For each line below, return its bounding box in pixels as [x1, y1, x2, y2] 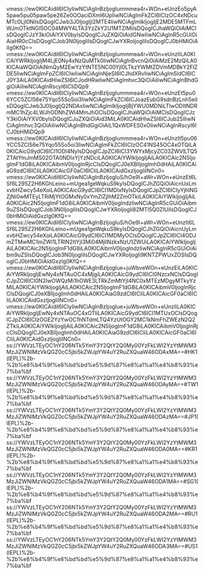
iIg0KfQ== [6, 44, 33, 51]
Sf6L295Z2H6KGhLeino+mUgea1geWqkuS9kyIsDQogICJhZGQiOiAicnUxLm [6, 180, 197, 187]
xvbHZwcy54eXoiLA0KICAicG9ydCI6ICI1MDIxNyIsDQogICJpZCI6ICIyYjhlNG [6, 186, 198, 194]
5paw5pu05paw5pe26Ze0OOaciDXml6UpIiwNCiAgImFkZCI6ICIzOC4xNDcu [6, 12, 198, 19]
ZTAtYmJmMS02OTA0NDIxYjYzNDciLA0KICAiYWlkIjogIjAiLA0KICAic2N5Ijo [6, 154, 196, 161]
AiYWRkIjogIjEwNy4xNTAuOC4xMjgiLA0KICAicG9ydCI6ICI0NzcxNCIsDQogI [6, 271, 199, 278]
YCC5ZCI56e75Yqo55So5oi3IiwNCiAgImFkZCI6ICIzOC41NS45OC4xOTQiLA [6, 141, 197, 148]
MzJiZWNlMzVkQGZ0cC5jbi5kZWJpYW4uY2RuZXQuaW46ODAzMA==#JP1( [6, 413, 199, 420]
